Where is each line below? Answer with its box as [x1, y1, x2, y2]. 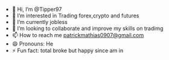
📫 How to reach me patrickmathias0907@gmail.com [11, 32, 144, 38]
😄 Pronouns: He [11, 40, 53, 47]
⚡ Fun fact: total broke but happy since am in [11, 47, 124, 54]
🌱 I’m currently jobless [11, 19, 68, 25]
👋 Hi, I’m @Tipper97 [11, 6, 62, 13]
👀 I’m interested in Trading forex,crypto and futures [11, 12, 139, 19]
